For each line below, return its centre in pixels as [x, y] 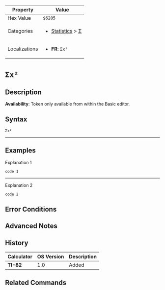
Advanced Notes [31, 226]
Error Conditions [31, 209]
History [17, 243]
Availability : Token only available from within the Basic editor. [68, 104]
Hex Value [19, 18]
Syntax [16, 120]
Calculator [20, 257]
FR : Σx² [59, 49]
